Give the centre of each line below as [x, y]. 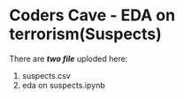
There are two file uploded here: [69, 58]
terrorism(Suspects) [85, 34]
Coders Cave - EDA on [92, 15]
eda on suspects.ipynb [63, 85]
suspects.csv [46, 75]
